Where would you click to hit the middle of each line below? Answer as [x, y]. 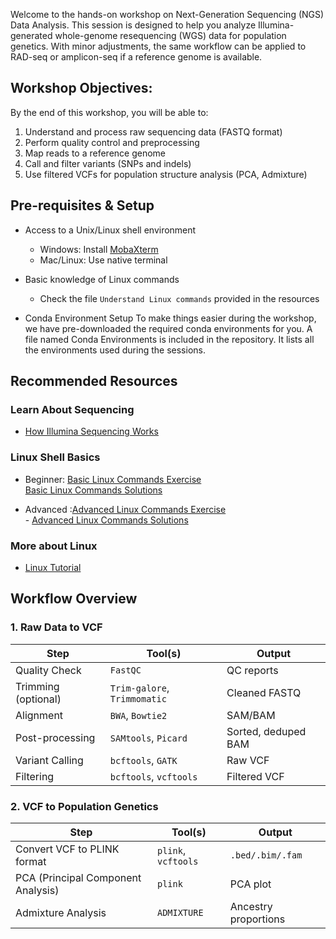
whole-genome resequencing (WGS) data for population [170, 35]
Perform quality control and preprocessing [112, 142]
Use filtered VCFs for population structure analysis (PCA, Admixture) [166, 174]
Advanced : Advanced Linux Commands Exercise [125, 509]
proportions [257, 919]
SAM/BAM [251, 715]
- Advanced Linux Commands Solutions [106, 520]
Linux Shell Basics [55, 457]
